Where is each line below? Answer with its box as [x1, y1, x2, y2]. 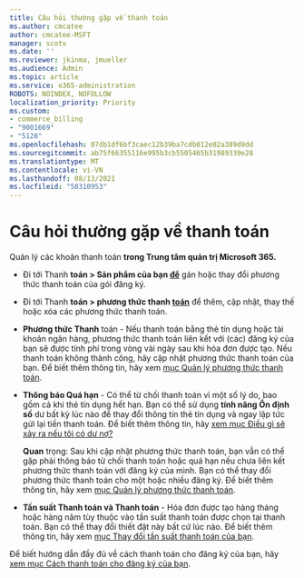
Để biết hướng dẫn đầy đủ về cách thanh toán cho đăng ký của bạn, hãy [9, 549, 279, 560]
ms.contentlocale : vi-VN [9, 165, 103, 174]
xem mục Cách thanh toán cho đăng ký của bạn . [9, 558, 191, 569]
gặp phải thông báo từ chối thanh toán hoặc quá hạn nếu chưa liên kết [22, 455, 286, 466]
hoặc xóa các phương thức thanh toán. [22, 306, 168, 317]
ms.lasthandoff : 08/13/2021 [9, 174, 116, 183]
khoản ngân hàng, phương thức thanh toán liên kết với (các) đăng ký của [22, 334, 295, 344]
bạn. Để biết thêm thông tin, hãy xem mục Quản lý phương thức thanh [22, 363, 284, 374]
